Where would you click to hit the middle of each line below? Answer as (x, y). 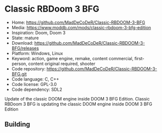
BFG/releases (25, 48)
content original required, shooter (62, 64)
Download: (22, 43)
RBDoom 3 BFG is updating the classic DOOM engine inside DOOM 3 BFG (79, 104)
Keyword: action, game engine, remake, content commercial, (72, 58)
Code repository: (28, 68)
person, (19, 64)
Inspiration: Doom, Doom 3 (38, 33)
